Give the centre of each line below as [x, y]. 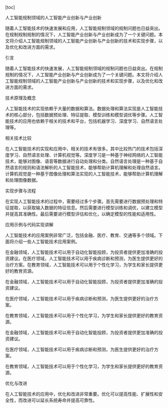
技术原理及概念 [20, 98]
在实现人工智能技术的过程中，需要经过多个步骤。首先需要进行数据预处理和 [82, 201]
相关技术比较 [18, 138]
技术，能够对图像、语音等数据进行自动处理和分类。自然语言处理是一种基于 [82, 161]
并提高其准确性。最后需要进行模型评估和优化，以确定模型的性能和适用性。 [82, 214]
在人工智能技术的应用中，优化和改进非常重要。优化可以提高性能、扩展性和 [82, 394]
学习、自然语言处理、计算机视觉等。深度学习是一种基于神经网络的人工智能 [86, 155]
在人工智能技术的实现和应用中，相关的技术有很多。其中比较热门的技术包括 [82, 149]
